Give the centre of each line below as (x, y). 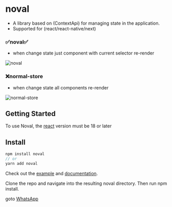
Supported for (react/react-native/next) (54, 28)
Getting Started (31, 114)
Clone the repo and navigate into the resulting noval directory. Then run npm (86, 183)
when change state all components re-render (61, 87)
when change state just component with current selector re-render (83, 53)
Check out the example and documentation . (52, 173)
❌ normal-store (24, 77)
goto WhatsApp (22, 199)
